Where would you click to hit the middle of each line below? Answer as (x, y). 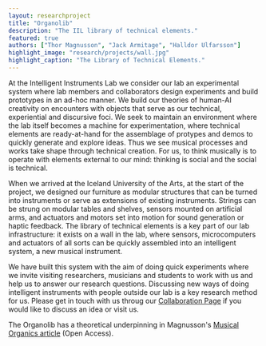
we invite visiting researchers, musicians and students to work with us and (131, 275)
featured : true (34, 38)
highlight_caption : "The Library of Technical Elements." (107, 61)
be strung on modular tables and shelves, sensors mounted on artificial (125, 209)
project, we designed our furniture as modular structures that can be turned (133, 192)
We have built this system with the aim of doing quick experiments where (129, 266)
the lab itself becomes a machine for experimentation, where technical (124, 125)
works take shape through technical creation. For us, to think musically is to (133, 151)
